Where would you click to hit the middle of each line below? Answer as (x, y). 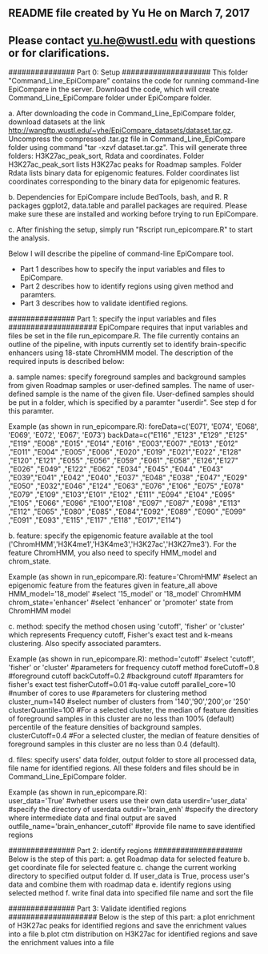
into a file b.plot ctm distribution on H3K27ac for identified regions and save (133, 934)
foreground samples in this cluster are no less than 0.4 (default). (114, 744)
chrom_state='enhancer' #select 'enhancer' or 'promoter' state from (121, 602)
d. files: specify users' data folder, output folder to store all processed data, (133, 760)
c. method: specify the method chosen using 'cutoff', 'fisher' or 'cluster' (127, 627)
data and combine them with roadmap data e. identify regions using (120, 884)
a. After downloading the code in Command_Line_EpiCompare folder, (122, 113)
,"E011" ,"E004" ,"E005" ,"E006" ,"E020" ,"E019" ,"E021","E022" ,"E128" (125, 452)
